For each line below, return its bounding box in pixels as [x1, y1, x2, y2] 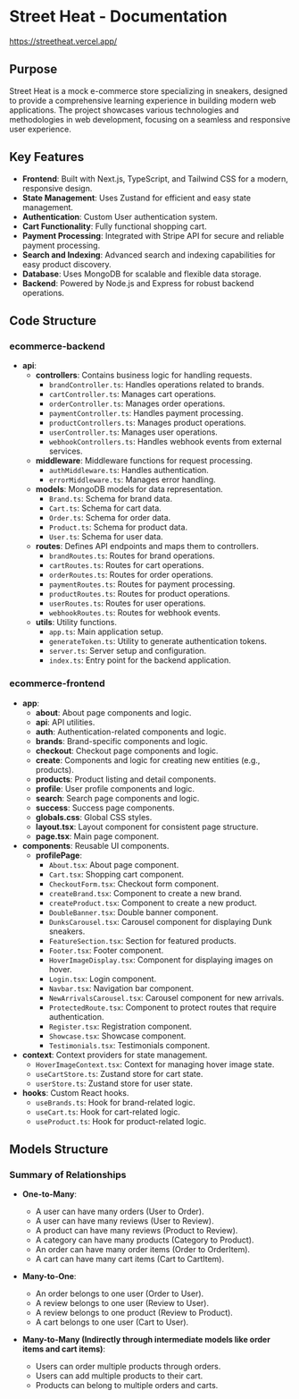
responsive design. [21, 182, 93, 193]
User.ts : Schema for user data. [48, 531, 163, 542]
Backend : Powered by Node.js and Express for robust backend [21, 277, 254, 288]
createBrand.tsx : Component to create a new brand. [48, 887, 243, 898]
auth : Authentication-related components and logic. [35, 726, 227, 737]
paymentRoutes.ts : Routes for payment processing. [48, 579, 236, 589]
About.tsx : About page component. [48, 859, 179, 869]
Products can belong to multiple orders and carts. [35, 1380, 219, 1391]
